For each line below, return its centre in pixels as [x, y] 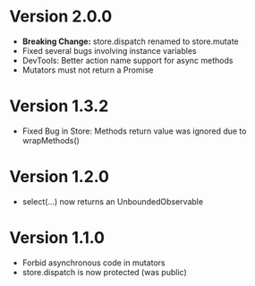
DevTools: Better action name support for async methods [127, 60]
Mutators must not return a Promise [88, 70]
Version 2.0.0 [61, 17]
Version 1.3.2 [59, 106]
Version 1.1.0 [57, 238]
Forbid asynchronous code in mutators [93, 263]
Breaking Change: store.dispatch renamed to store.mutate [130, 41]
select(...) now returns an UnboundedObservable [113, 201]
